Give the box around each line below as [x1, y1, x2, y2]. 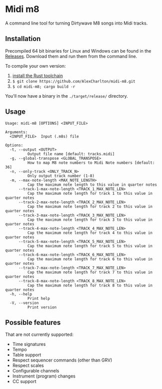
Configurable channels [12, 368, 59, 374]
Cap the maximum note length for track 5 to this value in [27, 243, 153, 248]
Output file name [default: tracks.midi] [27, 151, 115, 156]
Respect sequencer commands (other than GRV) [12, 357, 113, 363]
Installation [5, 35, 41, 43]
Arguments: [5, 129, 28, 135]
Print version [27, 304, 57, 310]
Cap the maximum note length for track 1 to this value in [27, 191, 153, 196]
